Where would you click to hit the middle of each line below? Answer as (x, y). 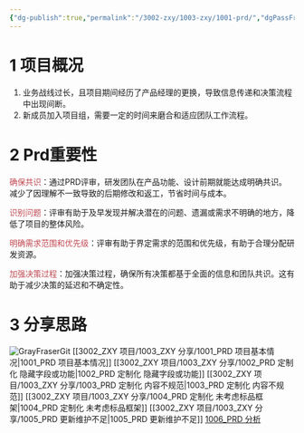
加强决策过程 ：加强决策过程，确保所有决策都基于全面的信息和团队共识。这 (148, 274)
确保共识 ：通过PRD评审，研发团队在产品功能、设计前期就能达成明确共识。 (148, 181)
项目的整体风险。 (57, 224)
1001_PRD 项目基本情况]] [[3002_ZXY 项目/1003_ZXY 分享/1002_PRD (147, 362)
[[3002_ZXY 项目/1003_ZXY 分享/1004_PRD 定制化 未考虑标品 (141, 397)
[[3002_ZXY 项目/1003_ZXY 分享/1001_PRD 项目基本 (169, 351)
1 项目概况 (47, 65)
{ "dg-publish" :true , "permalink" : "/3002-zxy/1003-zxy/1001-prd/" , (135, 18)
